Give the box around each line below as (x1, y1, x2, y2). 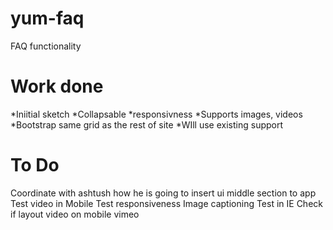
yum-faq (10, 7, 85, 30)
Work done (10, 75, 104, 98)
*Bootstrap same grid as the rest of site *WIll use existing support (10, 118, 284, 131)
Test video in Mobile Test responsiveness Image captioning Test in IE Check (10, 197, 323, 209)
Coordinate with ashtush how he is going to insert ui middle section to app (10, 187, 317, 199)
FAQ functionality (10, 40, 82, 52)
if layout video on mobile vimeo (10, 208, 140, 220)
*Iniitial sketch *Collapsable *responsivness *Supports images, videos (10, 108, 303, 120)
